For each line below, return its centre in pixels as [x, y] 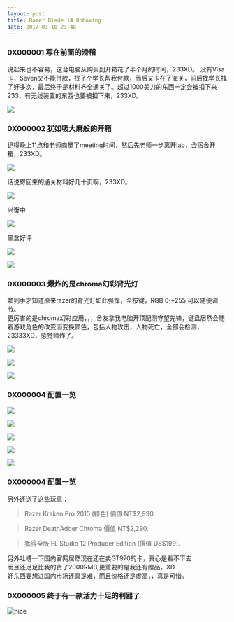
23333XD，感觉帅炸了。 [43, 336]
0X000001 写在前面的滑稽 [52, 53]
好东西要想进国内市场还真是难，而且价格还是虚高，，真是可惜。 [97, 576]
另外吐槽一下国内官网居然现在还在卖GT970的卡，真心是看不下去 [100, 558]
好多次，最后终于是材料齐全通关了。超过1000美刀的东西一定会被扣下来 [115, 87]
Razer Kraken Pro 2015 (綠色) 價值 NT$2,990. [90, 513]
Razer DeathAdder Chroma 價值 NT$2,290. [86, 528]
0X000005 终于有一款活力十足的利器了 [74, 595]
